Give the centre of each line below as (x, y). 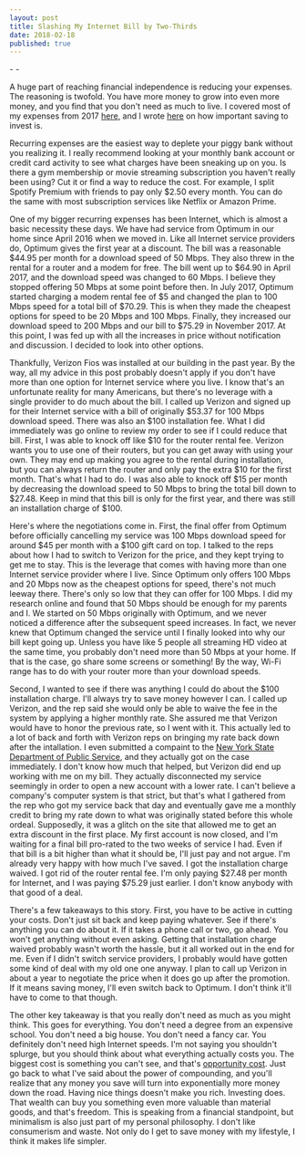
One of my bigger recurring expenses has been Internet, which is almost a (149, 219)
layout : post (34, 18)
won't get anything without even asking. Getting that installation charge (143, 940)
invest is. (26, 126)
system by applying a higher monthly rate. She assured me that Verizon (143, 718)
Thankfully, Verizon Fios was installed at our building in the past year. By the (153, 363)
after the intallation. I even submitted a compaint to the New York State (142, 747)
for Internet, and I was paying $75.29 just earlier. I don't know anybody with (151, 883)
